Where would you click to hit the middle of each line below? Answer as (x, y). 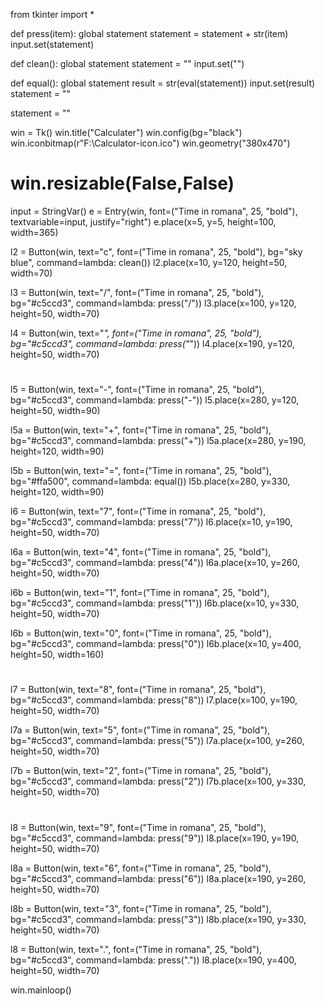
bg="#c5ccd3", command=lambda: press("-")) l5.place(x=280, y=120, (155, 400)
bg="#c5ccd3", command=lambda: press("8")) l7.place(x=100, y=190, (154, 700)
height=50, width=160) (57, 655)
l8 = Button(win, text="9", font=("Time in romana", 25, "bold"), (138, 827)
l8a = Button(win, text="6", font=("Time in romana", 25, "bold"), (141, 868)
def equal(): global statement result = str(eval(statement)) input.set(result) (163, 83)
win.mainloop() (41, 990)
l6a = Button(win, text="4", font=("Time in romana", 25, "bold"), (141, 552)
